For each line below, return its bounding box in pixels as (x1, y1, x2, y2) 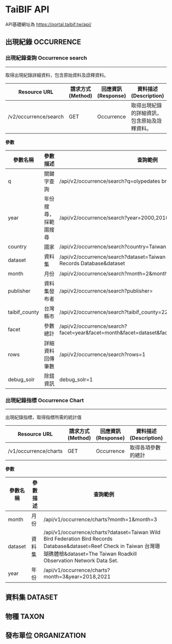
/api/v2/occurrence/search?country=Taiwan (59, 243, 166, 250)
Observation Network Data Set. (43, 557, 119, 564)
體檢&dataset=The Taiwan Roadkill (53, 550, 137, 557)
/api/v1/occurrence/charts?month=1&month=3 (43, 516, 158, 523)
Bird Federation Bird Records (43, 535, 113, 542)
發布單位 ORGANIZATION (5, 631, 86, 640)
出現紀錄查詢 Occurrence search (5, 54, 87, 62)
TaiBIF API (5, 4, 50, 15)
